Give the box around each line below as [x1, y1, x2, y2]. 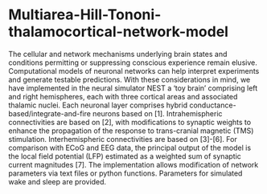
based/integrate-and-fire [8, 108, 91, 118]
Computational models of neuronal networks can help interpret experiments [8, 66, 260, 75]
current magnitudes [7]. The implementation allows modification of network [8, 160, 259, 169]
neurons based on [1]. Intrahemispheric [92, 108, 223, 118]
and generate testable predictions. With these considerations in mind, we [8, 75, 251, 84]
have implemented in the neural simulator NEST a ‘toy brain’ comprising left [8, 83, 258, 93]
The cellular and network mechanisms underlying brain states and [8, 49, 228, 59]
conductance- [188, 100, 236, 110]
